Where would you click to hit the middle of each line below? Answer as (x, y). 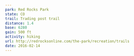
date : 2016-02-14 (23, 46)
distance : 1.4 (19, 23)
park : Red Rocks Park (27, 9)
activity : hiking (23, 37)
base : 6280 (16, 28)
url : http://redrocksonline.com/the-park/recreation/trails (67, 41)
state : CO (15, 14)
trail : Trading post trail (32, 19)
